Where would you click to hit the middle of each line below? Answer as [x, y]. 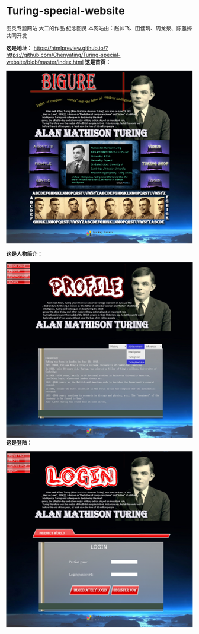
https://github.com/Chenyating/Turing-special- [63, 55]
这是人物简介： [24, 254]
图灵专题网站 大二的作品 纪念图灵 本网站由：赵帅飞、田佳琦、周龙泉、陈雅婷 [99, 28]
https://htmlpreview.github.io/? [71, 48]
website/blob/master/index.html [45, 62]
